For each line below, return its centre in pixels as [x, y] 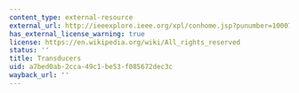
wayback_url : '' [39, 75]
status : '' [29, 50]
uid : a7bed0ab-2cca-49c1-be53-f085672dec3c [91, 67]
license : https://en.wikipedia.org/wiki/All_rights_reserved [125, 42]
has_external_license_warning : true [77, 34]
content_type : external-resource [71, 17]
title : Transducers [45, 58]
